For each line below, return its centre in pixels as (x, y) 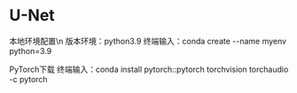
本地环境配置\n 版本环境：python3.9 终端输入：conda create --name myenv (148, 41)
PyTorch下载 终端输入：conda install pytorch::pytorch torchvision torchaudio (149, 69)
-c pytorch (28, 79)
